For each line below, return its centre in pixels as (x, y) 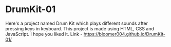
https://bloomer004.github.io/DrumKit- (125, 34)
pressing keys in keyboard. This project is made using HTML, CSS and (80, 28)
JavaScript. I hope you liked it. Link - (44, 34)
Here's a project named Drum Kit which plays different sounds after (77, 23)
